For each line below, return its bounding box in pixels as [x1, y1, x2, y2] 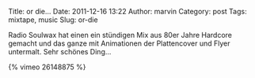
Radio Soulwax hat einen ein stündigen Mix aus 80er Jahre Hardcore [8, 31, 232, 39]
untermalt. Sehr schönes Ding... [8, 47, 112, 56]
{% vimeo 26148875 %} [8, 62, 86, 72]
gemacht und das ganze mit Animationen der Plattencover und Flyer [8, 39, 230, 48]
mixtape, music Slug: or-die [8, 15, 98, 24]
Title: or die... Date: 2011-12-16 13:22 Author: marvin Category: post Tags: [8, 7, 247, 16]
